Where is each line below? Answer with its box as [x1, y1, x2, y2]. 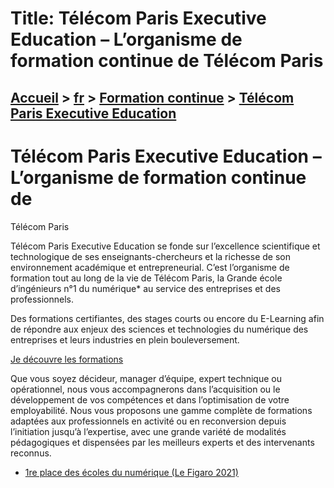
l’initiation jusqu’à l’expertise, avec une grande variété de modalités [10, 425, 287, 437]
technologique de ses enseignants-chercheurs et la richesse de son [10, 250, 291, 262]
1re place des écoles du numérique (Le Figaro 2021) [24, 466, 239, 478]
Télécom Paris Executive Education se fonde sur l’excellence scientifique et [10, 240, 321, 252]
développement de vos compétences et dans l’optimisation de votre [10, 393, 290, 406]
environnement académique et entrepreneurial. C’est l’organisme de [10, 261, 290, 273]
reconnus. [10, 447, 52, 459]
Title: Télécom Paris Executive [10, 7, 267, 30]
